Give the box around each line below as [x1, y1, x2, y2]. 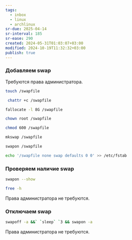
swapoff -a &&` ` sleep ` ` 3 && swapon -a [5, 220, 93, 225]
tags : [5, 7, 17, 13]
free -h [5, 186, 22, 191]
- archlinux [10, 21, 36, 27]
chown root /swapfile [5, 116, 52, 122]
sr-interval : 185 [5, 31, 42, 36]
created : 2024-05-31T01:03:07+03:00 [5, 41, 83, 46]
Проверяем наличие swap [5, 165, 74, 172]
